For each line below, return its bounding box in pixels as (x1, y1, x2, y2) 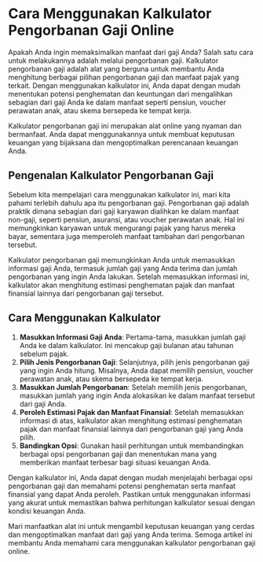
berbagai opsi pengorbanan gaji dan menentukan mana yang (19, 449, 217, 458)
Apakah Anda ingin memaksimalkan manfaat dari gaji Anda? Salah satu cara (8, 47, 254, 57)
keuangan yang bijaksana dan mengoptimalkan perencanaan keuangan (8, 138, 239, 147)
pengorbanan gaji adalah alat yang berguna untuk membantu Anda (8, 64, 225, 73)
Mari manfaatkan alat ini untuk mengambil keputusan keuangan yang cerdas (8, 521, 255, 531)
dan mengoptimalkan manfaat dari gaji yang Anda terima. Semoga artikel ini (8, 530, 253, 539)
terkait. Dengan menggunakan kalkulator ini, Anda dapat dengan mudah (8, 80, 241, 90)
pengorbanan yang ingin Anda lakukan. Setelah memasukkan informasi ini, (8, 272, 250, 281)
